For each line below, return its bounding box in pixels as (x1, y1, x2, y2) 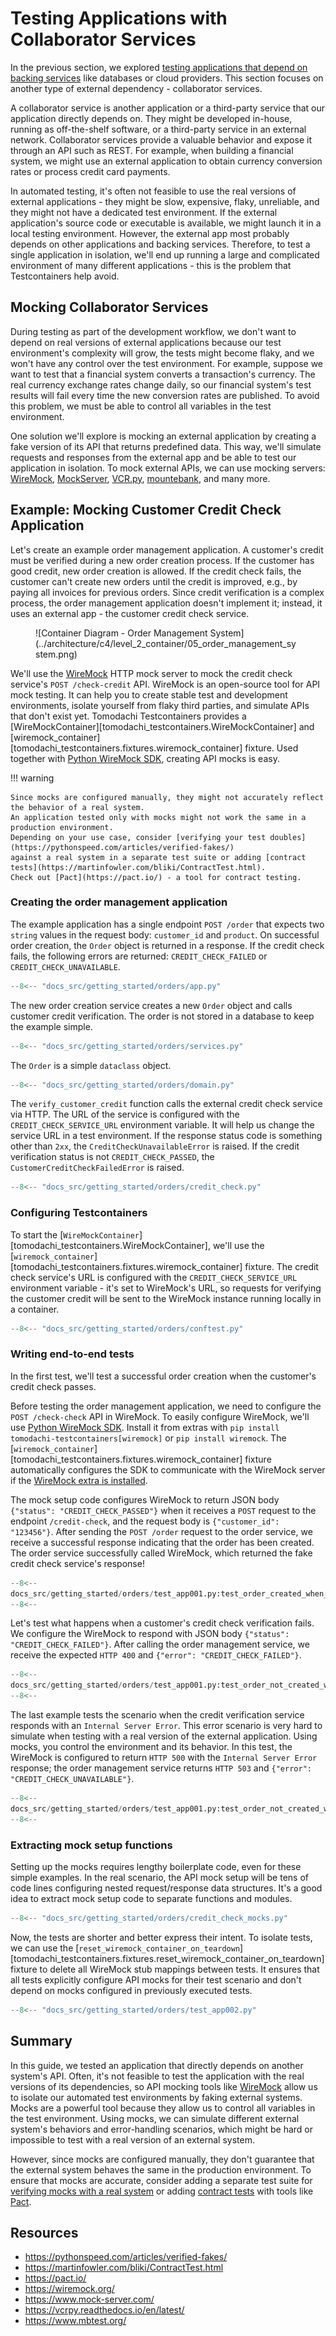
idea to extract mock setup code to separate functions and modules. (10, 1893, 293, 1904)
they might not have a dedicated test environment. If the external (10, 206, 278, 218)
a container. (10, 1303, 60, 1315)
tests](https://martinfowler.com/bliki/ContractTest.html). (10, 862, 267, 872)
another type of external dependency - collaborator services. (10, 82, 263, 94)
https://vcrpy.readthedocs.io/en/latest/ (24, 2304, 185, 2316)
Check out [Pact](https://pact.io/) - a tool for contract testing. (10, 872, 302, 882)
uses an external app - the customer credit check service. (10, 607, 250, 619)
